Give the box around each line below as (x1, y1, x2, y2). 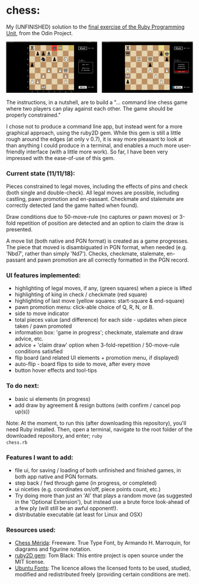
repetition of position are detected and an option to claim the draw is (17, 219, 184, 227)
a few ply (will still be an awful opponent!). (14, 504, 118, 511)
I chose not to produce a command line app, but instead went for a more (6, 123, 182, 130)
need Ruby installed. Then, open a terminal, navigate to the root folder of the (6, 426, 192, 433)
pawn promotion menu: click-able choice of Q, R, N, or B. (14, 304, 154, 311)
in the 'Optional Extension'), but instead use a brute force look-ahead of (14, 498, 190, 505)
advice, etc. (14, 335, 44, 343)
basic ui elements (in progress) (14, 395, 91, 402)
